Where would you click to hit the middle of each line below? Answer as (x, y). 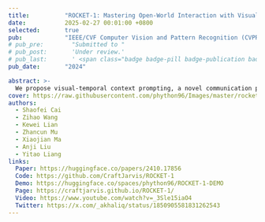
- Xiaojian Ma (38, 139)
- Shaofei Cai (38, 110)
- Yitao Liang (38, 154)
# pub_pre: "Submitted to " (67, 45)
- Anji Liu (33, 146)
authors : (22, 103)
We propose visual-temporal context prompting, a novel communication (134, 88)
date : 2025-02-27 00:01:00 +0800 (81, 23)
